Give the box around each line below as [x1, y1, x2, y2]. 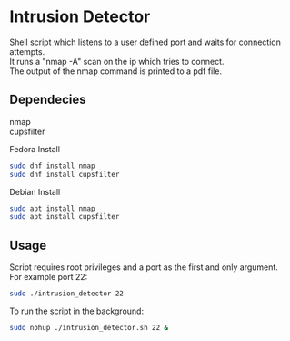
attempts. [9, 46, 45, 57]
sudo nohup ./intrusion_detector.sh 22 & [9, 323, 169, 332]
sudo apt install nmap [9, 203, 95, 213]
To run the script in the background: [9, 305, 144, 316]
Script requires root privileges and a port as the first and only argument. [9, 262, 279, 273]
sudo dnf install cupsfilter [9, 170, 120, 179]
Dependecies [9, 92, 86, 108]
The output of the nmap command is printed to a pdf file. [9, 66, 223, 77]
